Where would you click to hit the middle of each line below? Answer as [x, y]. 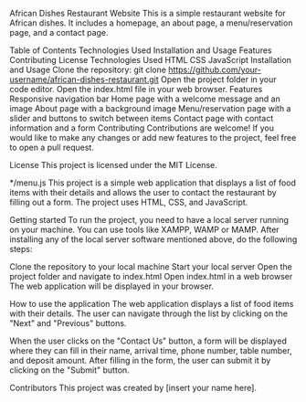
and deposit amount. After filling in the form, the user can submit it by [140, 360]
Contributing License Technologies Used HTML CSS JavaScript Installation [151, 60]
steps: [21, 249]
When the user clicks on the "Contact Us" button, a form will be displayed [148, 341]
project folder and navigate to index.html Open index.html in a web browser [151, 276]
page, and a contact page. [59, 32]
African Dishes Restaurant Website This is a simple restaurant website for [148, 13]
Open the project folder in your [218, 79]
